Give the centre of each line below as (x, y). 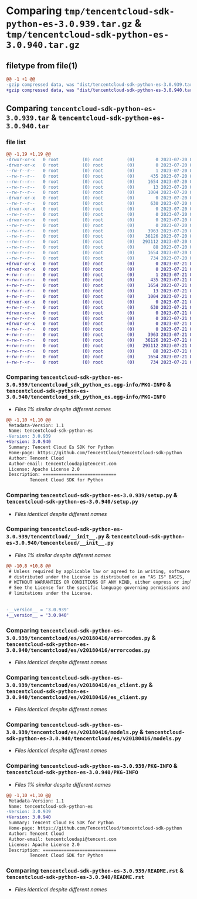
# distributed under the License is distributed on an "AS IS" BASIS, (96, 577)
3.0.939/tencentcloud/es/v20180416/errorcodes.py (78, 638)
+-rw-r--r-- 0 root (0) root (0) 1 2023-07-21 (97, 275)
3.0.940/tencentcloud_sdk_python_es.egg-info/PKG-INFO (86, 397)
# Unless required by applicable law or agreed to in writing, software (99, 571)
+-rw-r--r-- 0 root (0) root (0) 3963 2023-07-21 (97, 335)
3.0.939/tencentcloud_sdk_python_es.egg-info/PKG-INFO (86, 385)
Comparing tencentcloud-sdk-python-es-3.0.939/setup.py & (92, 495)
